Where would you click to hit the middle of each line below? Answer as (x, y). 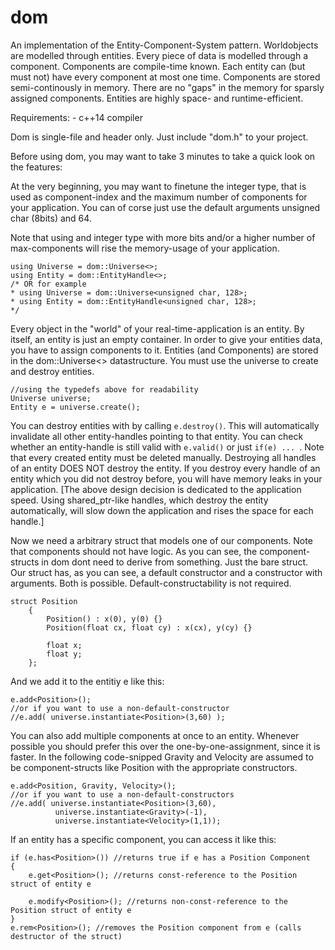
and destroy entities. (52, 371)
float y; (64, 654)
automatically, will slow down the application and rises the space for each (162, 510)
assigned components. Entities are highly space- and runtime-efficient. (157, 98)
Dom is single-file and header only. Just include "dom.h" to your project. (159, 137)
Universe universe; (51, 398)
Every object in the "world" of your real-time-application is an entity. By (157, 328)
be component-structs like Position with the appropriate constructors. (154, 767)
